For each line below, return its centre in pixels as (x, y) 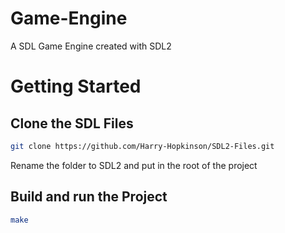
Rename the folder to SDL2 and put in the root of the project (134, 165)
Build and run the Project (89, 197)
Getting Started (76, 86)
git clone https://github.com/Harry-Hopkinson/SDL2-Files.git (142, 146)
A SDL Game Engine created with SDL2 (91, 46)
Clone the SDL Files (72, 123)
